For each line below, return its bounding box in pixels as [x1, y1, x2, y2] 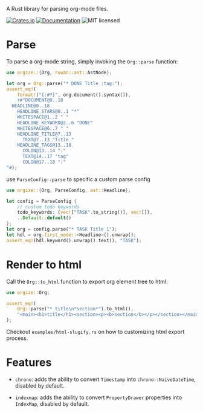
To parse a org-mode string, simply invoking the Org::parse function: [6, 57, 178, 65]
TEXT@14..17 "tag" [22, 153, 69, 159]
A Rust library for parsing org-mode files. [6, 5, 109, 12]
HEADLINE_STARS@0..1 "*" [17, 109, 80, 115]
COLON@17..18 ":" [22, 159, 66, 165]
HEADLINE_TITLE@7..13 [17, 131, 71, 137]
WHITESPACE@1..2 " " [17, 114, 69, 120]
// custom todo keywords [17, 203, 80, 210]
